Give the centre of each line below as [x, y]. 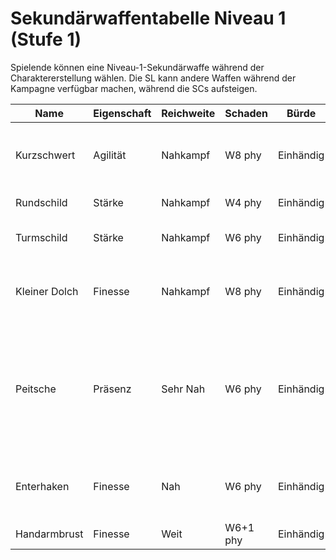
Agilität [110, 155]
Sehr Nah [183, 389]
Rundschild [41, 202]
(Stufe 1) [46, 39]
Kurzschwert [45, 155]
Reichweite [188, 113]
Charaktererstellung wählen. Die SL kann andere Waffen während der [153, 78]
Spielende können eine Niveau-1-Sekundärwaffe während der [137, 67]
